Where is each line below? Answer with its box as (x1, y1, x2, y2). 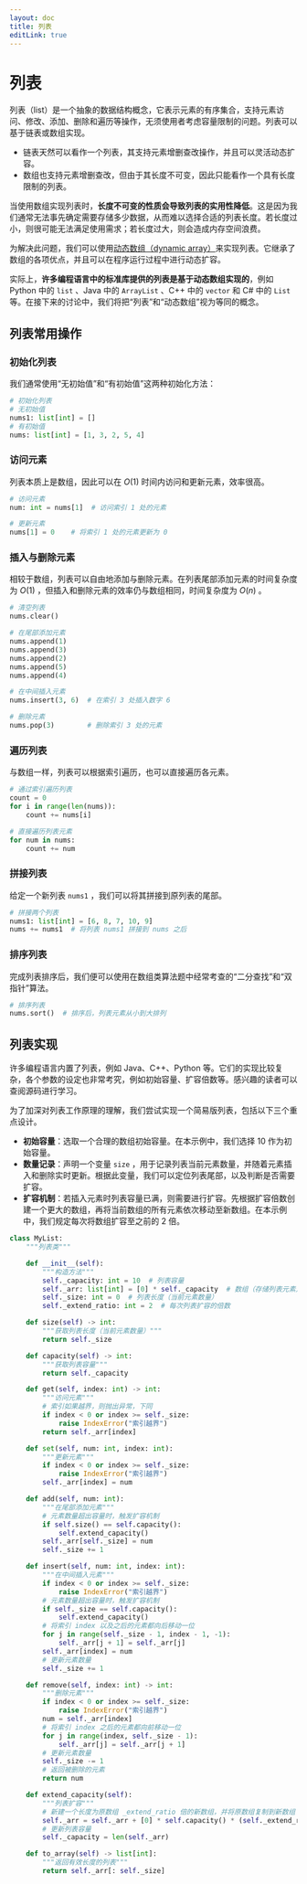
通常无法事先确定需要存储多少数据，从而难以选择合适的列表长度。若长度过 (16, 212, 298, 223)
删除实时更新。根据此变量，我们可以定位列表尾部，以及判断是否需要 (38, 1170, 295, 1181)
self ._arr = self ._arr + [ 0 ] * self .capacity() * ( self (42, 1815, 259, 1825)
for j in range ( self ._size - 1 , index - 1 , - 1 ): (42, 1630, 231, 1639)
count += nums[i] (26, 810, 92, 819)
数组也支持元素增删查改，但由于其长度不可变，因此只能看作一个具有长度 (22, 170, 295, 181)
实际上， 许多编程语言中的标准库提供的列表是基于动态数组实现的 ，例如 (9, 273, 274, 284)
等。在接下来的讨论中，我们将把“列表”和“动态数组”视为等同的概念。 (9, 296, 264, 307)
